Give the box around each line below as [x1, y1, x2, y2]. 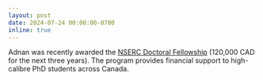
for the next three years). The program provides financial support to [8, 56, 230, 65]
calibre [8, 64, 31, 74]
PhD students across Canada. [32, 64, 129, 74]
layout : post [8, 11, 51, 20]
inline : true [8, 26, 51, 34]
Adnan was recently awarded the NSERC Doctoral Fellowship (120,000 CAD [8, 48, 255, 57]
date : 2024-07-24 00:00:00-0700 [8, 19, 115, 27]
